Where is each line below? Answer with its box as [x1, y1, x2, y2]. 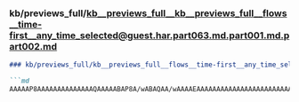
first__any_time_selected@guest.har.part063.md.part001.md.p [9, 29, 290, 42]
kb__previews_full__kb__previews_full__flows [85, 7, 287, 20]
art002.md [9, 40, 58, 52]
